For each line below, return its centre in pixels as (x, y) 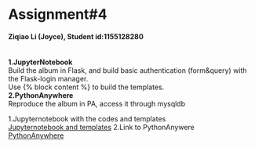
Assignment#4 (58, 14)
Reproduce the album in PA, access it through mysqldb (97, 104)
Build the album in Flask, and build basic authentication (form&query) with (127, 70)
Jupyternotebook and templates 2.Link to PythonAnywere (101, 128)
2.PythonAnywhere (41, 96)
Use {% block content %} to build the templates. (86, 87)
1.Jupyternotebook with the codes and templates (87, 119)
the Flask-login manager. (48, 79)
